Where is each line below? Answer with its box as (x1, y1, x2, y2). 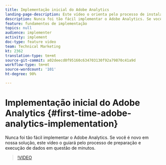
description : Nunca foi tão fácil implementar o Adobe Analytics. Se (5, 16, 152, 21)
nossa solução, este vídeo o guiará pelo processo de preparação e (5, 139, 141, 146)
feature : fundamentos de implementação (5, 21, 87, 26)
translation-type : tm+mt (5, 53, 56, 58)
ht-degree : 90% (5, 72, 37, 77)
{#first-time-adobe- (47, 108, 132, 119)
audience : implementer (5, 30, 52, 35)
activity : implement (5, 35, 48, 40)
